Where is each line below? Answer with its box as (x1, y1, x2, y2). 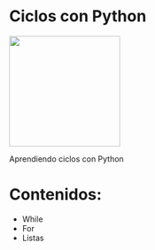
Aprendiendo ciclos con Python (9, 153, 124, 164)
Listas (21, 232, 44, 243)
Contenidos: (9, 185, 102, 205)
